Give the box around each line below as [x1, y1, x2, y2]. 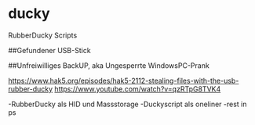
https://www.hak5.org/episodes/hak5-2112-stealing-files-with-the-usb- [8, 76, 239, 85]
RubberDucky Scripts [8, 30, 78, 40]
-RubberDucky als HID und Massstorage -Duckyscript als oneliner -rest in [8, 99, 247, 109]
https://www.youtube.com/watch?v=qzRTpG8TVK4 [54, 84, 221, 94]
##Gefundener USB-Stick [8, 45, 92, 55]
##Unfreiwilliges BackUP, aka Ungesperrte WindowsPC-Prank [8, 60, 209, 70]
